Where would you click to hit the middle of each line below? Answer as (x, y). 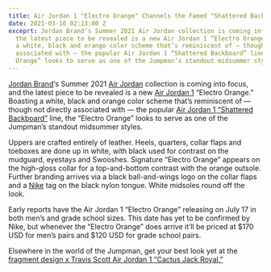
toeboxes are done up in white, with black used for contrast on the (119, 151)
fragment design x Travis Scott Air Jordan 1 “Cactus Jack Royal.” (116, 259)
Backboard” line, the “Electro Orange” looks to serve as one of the (118, 118)
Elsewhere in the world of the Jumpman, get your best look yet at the (123, 250)
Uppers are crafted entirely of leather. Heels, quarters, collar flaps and (125, 142)
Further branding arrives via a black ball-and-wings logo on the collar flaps (133, 176)
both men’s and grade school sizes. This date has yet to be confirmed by (129, 218)
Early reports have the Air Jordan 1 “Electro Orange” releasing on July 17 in (132, 209)
